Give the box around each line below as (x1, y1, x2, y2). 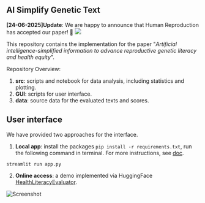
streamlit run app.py (6, 161, 62, 167)
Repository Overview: (6, 65, 61, 72)
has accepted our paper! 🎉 (6, 28, 73, 36)
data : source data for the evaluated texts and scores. (15, 96, 149, 104)
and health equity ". (6, 53, 55, 61)
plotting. (15, 83, 37, 91)
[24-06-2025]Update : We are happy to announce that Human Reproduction (6, 21, 199, 28)
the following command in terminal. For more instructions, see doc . (15, 149, 184, 156)
